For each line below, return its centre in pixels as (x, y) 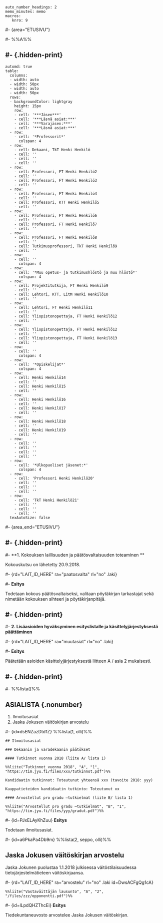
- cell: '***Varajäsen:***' (43, 123)
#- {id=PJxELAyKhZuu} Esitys (36, 820)
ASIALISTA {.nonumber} (44, 705)
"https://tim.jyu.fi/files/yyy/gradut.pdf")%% (54, 811)
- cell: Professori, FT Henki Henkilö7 (56, 224)
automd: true (19, 67)
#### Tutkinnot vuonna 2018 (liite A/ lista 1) (56, 758)
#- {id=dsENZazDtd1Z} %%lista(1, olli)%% (49, 732)
